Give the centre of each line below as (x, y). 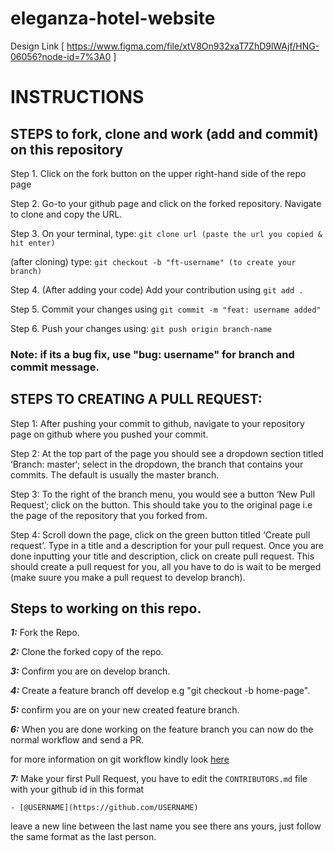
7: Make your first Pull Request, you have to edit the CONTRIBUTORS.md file (159, 779)
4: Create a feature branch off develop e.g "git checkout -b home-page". (160, 691)
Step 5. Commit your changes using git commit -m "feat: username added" (166, 309)
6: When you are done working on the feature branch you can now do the (162, 729)
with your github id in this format (77, 789)
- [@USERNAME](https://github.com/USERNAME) (104, 808)
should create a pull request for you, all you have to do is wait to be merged (166, 566)
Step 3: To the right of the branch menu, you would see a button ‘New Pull (163, 494)
